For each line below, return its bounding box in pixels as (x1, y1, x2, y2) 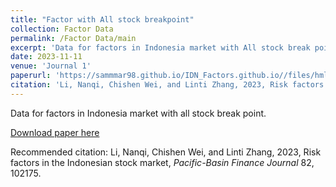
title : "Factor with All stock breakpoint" (10, 14, 195, 25)
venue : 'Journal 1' (10, 61, 92, 71)
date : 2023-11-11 (10, 52, 83, 62)
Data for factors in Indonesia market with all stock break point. (10, 107, 267, 119)
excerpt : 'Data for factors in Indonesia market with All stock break (10, 42, 311, 53)
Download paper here (10, 126, 100, 138)
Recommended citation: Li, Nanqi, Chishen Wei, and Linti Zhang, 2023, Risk (10, 146, 322, 158)
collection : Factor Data (10, 24, 114, 34)
